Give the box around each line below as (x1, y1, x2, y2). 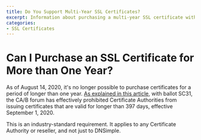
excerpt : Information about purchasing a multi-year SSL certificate (6, 14, 184, 20)
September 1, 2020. (6, 109, 55, 117)
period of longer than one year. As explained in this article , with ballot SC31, (6, 90, 193, 98)
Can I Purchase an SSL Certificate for (6, 51, 194, 65)
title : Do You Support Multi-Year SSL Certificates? (6, 8, 141, 15)
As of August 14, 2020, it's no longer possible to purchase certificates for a (6, 84, 191, 91)
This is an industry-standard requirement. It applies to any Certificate (6, 121, 176, 128)
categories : (6, 20, 36, 26)
